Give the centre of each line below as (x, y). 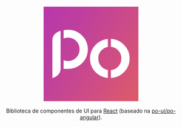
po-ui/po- (164, 111)
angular (89, 117)
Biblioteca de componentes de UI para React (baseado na (79, 111)
